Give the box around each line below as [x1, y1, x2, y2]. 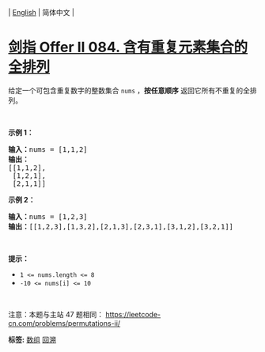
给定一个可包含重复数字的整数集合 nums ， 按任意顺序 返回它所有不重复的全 [8, 85, 251, 95]
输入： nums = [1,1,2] [8, 145, 89, 153]
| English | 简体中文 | [8, 8, 75, 17]
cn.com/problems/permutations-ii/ [8, 318, 121, 327]
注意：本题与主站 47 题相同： [8, 309, 104, 319]
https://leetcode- [105, 309, 161, 319]
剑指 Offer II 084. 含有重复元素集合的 [8, 39, 248, 56]
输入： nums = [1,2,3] [8, 212, 89, 221]
